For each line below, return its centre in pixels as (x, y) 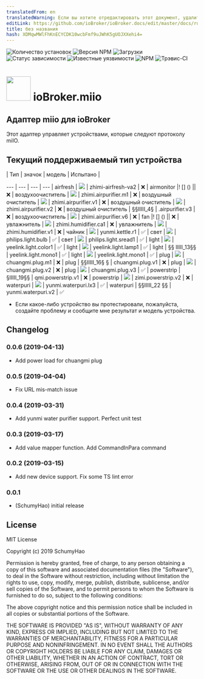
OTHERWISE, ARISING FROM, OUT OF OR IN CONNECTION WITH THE (95, 664)
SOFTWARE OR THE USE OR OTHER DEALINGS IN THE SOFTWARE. (91, 670)
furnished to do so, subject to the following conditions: (74, 595)
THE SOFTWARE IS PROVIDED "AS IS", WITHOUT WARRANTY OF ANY (95, 625)
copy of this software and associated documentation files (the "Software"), (100, 569)
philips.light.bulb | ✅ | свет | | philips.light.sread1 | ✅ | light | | (90, 239)
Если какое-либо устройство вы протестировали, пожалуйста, (97, 304)
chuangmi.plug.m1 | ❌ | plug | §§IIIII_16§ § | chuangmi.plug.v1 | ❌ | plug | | (101, 262)
